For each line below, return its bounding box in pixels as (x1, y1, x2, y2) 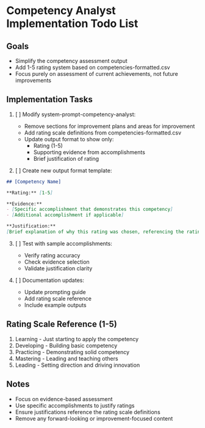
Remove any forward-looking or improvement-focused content (15, 415, 173, 422)
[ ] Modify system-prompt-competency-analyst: (15, 111, 136, 118)
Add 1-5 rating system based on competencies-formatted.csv (15, 64, 170, 71)
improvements (15, 77, 52, 84)
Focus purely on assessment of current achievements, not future (15, 70, 178, 77)
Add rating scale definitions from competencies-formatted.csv (24, 129, 182, 136)
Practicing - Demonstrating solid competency (15, 348, 130, 355)
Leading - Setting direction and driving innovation (15, 361, 140, 369)
